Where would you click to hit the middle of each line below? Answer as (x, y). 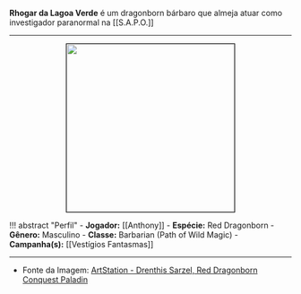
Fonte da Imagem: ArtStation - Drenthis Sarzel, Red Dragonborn (140, 270)
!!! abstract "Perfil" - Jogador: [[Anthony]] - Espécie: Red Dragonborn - (142, 225)
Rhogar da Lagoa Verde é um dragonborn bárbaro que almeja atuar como (146, 13)
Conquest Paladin (55, 280)
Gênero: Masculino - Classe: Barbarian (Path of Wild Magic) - (124, 235)
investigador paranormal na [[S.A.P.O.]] (82, 22)
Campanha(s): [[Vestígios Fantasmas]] (82, 244)
